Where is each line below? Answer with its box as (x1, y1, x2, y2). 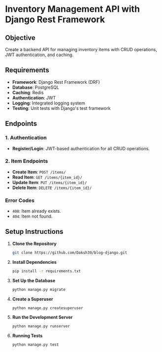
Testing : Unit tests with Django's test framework (12, 105, 111, 111)
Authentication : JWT (12, 95, 56, 100)
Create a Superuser (12, 296, 53, 302)
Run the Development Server (12, 314, 73, 320)
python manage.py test (12, 342, 59, 348)
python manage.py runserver (12, 324, 70, 329)
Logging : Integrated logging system (12, 100, 85, 106)
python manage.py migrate (12, 287, 65, 292)
